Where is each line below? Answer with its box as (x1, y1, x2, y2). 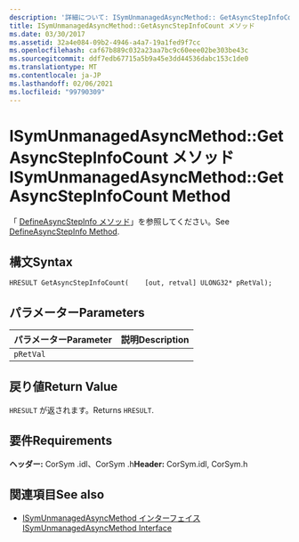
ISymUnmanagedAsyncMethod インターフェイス (21, 513, 201, 523)
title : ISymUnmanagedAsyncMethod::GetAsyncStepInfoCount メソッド (9, 21, 255, 30)
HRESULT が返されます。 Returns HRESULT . (9, 404, 154, 415)
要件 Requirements (9, 433, 113, 449)
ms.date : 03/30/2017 (9, 29, 86, 38)
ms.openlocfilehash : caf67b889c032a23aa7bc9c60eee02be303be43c (9, 46, 249, 55)
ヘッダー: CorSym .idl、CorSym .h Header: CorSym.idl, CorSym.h (9, 458, 248, 469)
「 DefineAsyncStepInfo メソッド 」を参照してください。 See (9, 216, 230, 227)
